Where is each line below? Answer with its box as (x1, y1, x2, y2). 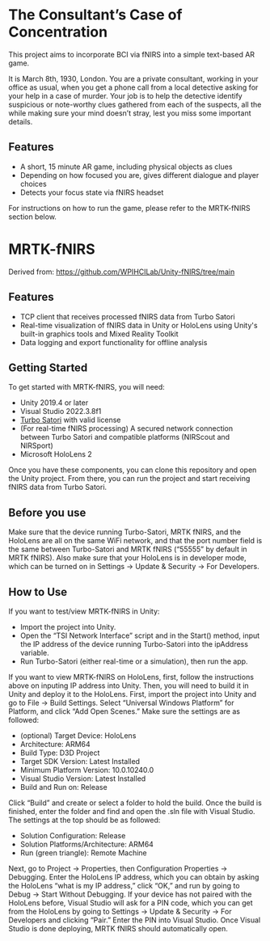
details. (8, 116, 33, 126)
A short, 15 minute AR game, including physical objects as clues (19, 162, 233, 171)
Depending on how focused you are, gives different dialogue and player (19, 170, 259, 179)
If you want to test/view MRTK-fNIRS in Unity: (8, 606, 160, 616)
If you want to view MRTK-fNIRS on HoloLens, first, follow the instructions (8, 672, 255, 681)
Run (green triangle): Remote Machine (19, 847, 147, 858)
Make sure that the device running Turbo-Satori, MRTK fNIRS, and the (8, 527, 241, 537)
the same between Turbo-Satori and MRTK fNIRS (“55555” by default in (8, 544, 248, 555)
